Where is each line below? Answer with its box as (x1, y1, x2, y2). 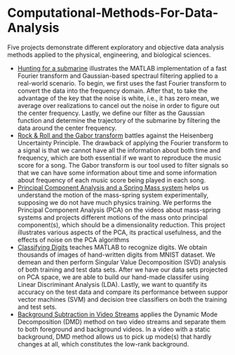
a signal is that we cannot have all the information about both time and (17, 146, 221, 154)
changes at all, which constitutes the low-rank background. (17, 340, 189, 348)
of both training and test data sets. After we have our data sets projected (17, 265, 228, 274)
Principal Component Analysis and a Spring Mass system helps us (17, 183, 209, 192)
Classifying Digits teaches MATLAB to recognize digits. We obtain (17, 243, 208, 251)
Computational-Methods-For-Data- (7, 5, 219, 21)
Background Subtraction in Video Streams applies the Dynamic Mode (17, 310, 218, 319)
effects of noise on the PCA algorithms (17, 235, 130, 243)
